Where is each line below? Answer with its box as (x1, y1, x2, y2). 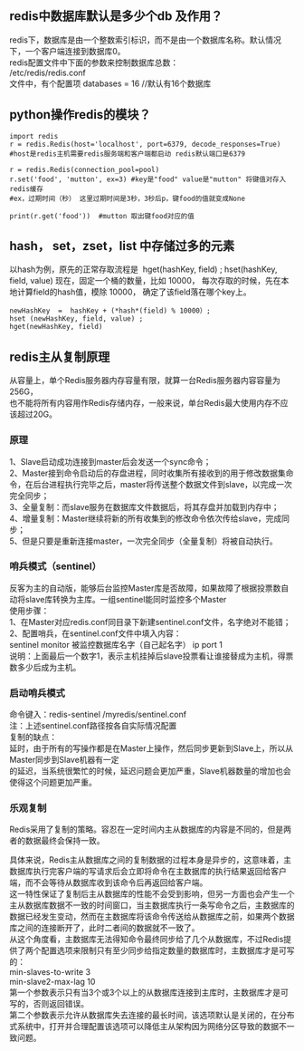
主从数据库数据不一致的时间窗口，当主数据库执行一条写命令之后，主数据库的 (9, 900, 295, 911)
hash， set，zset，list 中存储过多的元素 (9, 238, 235, 254)
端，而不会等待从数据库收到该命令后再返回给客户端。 (9, 877, 208, 888)
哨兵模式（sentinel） (9, 560, 102, 573)
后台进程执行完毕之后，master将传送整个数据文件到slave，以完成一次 (33, 478, 292, 489)
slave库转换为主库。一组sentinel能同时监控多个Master (24, 593, 227, 604)
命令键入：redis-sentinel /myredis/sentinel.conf (9, 709, 187, 720)
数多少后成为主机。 (9, 661, 81, 672)
